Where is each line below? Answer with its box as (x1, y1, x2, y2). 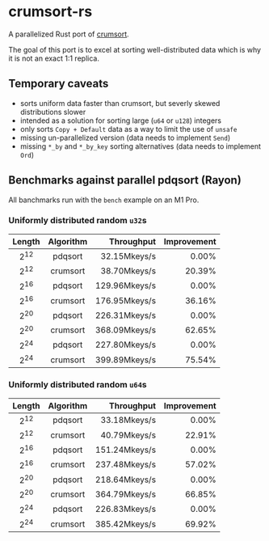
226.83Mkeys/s (95, 504, 156, 515)
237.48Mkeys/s (95, 459, 156, 471)
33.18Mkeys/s (100, 415, 156, 426)
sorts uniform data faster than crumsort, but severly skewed (19, 98, 221, 108)
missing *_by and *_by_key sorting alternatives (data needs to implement (19, 141, 261, 151)
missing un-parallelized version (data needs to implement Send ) (19, 133, 231, 142)
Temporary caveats (8, 77, 109, 91)
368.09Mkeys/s (95, 324, 156, 336)
